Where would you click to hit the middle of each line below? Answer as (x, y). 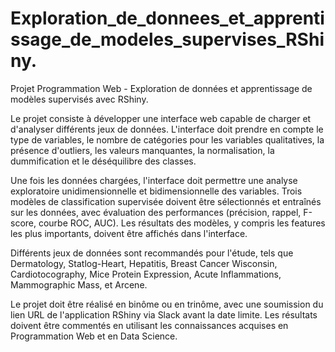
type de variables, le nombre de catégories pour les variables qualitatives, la (167, 139)
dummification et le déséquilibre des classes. (103, 161)
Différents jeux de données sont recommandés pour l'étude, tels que (152, 253)
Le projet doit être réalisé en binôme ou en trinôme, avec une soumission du (167, 304)
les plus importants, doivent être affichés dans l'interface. (129, 233)
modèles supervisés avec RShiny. (79, 99)
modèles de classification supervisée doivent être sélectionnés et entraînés (166, 201)
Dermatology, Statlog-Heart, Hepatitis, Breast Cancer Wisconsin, (144, 263)
